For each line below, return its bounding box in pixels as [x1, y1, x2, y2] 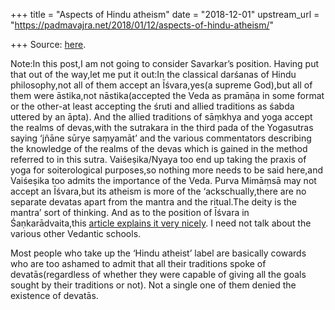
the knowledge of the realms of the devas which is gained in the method [10, 143, 308, 154]
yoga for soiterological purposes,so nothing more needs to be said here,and [10, 164, 324, 176]
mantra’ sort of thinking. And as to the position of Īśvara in [10, 207, 250, 218]
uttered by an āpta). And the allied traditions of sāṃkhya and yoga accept [10, 111, 313, 123]
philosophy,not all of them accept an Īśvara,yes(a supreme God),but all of [10, 79, 313, 91]
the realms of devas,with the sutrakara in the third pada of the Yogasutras [10, 122, 314, 133]
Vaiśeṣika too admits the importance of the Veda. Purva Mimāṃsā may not [10, 175, 317, 186]
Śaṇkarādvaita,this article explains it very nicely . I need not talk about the [10, 217, 312, 229]
